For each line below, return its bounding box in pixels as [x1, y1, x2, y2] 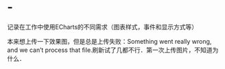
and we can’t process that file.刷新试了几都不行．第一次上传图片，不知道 [7, 46, 213, 54]
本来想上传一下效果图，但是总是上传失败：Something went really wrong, [7, 37, 212, 45]
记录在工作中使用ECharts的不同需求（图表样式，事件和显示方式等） [7, 23, 198, 31]
